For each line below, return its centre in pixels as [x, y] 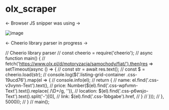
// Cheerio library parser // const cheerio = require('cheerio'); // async [79, 53]
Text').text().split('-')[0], [30, 96]
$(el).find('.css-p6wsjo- [123, 91]
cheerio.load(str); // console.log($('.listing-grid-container [65, 74]
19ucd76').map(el [24, 80]
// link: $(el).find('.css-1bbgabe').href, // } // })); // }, [110, 96]
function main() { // [25, 58]
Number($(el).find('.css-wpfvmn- [103, 85]
